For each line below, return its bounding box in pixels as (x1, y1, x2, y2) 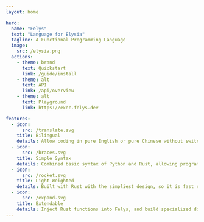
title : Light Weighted (16, 178, 74, 184)
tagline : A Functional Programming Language (11, 37, 126, 43)
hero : (5, 19, 19, 26)
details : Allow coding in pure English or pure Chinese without (16, 138, 183, 145)
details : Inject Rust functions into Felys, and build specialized (16, 206, 191, 212)
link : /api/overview (21, 88, 74, 94)
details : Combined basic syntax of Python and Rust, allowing (16, 161, 178, 167)
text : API (21, 82, 47, 88)
